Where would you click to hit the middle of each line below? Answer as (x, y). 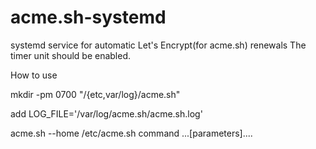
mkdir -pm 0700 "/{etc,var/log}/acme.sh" (95, 94)
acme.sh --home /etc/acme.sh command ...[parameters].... (131, 133)
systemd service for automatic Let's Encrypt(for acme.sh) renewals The (158, 45)
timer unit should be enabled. (71, 55)
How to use (34, 75)
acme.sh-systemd (88, 17)
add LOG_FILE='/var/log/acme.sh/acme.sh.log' (106, 113)
